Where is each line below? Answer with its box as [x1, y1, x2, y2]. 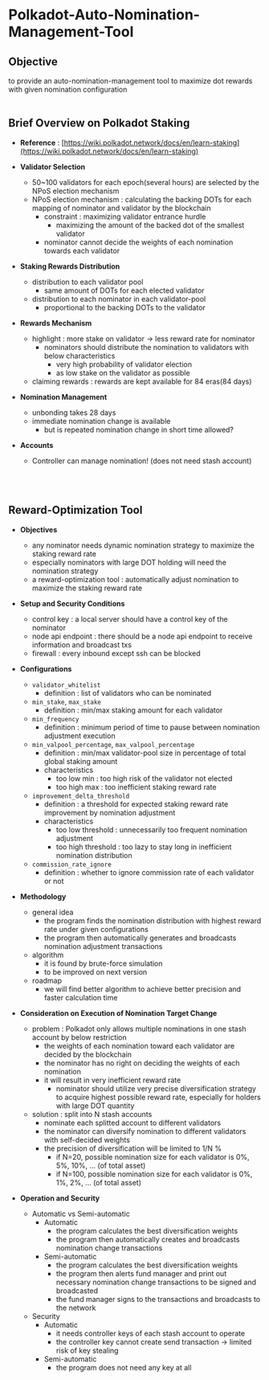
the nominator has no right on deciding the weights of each [43, 1058, 240, 1067]
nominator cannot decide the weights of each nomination [43, 237, 234, 247]
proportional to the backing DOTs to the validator [43, 302, 206, 312]
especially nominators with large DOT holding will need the [31, 557, 227, 567]
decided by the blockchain [43, 1049, 132, 1059]
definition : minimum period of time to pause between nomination [43, 722, 260, 732]
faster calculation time [43, 992, 118, 1002]
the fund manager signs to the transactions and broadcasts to [55, 1294, 261, 1304]
